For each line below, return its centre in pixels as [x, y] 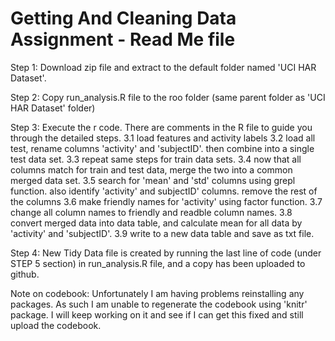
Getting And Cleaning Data [123, 18]
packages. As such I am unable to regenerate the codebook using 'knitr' [159, 304]
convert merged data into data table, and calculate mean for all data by [156, 223]
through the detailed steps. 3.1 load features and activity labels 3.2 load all [163, 138]
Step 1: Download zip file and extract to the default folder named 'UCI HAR [163, 67]
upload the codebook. [56, 325]
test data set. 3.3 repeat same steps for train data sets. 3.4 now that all [156, 159]
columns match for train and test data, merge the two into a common [151, 169]
